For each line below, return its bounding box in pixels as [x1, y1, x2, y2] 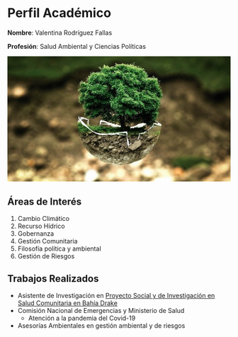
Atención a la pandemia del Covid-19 [28, 314, 136, 323]
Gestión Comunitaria [17, 237, 78, 246]
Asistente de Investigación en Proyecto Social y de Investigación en [17, 292, 215, 300]
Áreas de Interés [7, 195, 82, 207]
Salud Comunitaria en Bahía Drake [17, 299, 118, 307]
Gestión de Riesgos [17, 252, 75, 261]
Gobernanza [17, 229, 55, 238]
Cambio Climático [17, 215, 69, 223]
